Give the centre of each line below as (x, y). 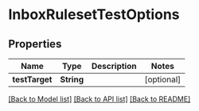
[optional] (163, 79)
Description (114, 66)
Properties (35, 44)
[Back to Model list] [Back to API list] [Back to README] (99, 99)
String (72, 79)
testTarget (32, 79)
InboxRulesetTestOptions (94, 15)
